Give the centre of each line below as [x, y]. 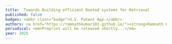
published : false [24, 15]
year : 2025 [17, 33]
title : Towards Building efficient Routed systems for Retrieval [78, 10]
